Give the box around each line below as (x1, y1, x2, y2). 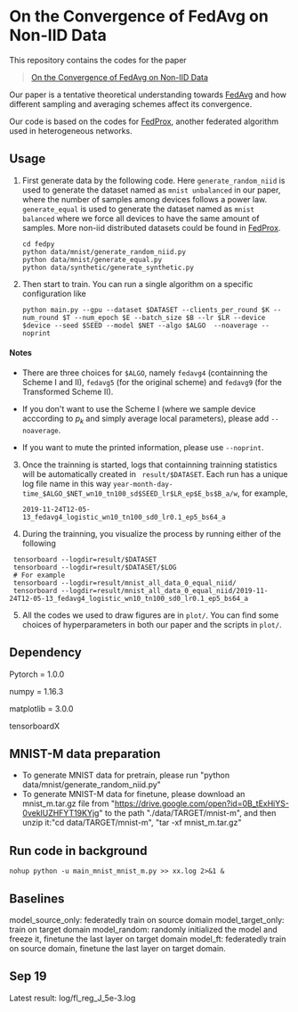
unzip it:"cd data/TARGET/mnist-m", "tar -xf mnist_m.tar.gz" (21, 818, 242, 828)
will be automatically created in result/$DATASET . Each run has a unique (21, 468, 288, 479)
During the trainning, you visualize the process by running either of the (21, 528, 282, 539)
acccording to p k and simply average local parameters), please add (21, 413, 270, 425)
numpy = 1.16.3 (9, 686, 64, 696)
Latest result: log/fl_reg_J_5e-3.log (9, 992, 136, 1003)
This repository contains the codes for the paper (9, 54, 187, 65)
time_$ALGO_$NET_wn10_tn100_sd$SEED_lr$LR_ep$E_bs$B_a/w (21, 489, 238, 498)
